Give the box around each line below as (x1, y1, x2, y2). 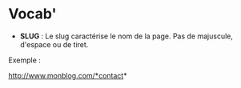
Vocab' (8, 5, 57, 23)
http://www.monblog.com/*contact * (8, 70, 127, 80)
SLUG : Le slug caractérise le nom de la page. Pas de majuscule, (19, 31, 234, 41)
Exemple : (8, 55, 42, 65)
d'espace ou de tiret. (19, 39, 89, 49)
